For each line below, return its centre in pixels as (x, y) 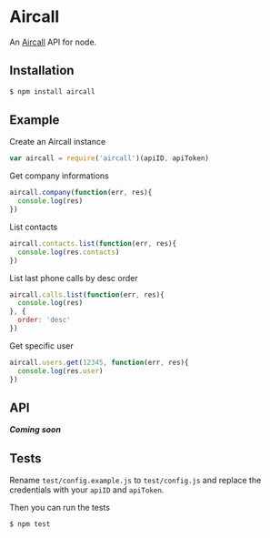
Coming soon (35, 430)
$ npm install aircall (52, 91)
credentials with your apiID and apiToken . (87, 490)
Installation (42, 71)
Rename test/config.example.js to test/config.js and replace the (135, 481)
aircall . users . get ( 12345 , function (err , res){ (99, 362)
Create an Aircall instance (58, 142)
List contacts (34, 227)
